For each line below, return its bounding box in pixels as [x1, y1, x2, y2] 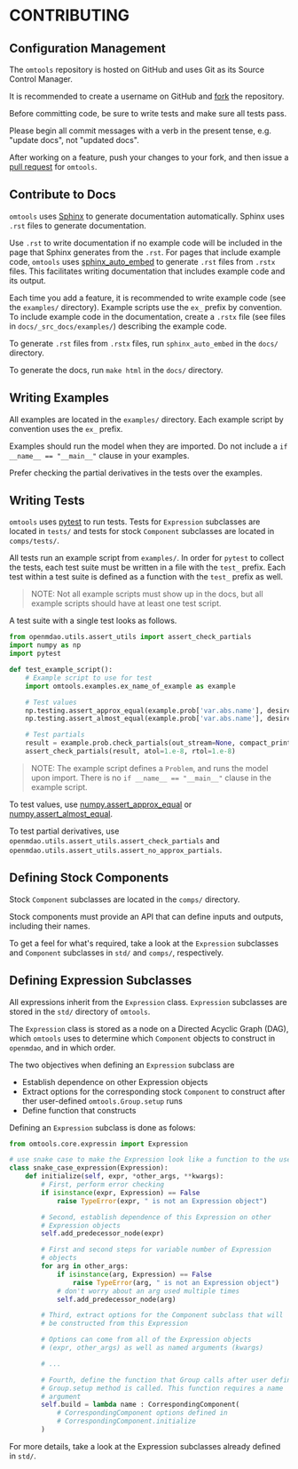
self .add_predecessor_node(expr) [41, 1229, 165, 1238]
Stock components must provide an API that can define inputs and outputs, [9, 911, 284, 922]
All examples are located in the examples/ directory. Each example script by [9, 414, 284, 425]
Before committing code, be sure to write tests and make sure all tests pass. [9, 108, 286, 118]
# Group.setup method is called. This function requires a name [41, 1384, 284, 1393]
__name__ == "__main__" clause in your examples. [9, 450, 190, 460]
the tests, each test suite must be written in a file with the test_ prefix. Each [9, 562, 286, 573]
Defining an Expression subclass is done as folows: [9, 1122, 196, 1133]
